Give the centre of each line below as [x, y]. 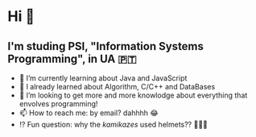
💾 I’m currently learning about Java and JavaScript [103, 78]
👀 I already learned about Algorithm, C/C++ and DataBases [117, 87]
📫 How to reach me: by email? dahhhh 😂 [89, 113]
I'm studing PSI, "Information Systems [106, 46]
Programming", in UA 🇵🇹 [72, 58]
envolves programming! [58, 104]
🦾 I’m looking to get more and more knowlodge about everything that [133, 95]
